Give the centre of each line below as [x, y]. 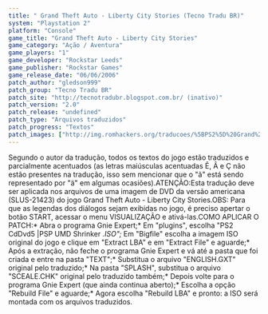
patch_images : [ [35, 134]
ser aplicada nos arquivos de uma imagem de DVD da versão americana [127, 191]
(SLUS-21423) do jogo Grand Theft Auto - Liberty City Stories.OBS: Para [127, 200]
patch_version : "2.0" [44, 105]
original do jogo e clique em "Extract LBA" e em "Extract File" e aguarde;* [129, 242]
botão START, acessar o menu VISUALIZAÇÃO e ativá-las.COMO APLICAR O [134, 217]
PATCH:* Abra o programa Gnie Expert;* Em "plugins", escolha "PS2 [121, 225]
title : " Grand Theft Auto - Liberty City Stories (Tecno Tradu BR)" [126, 16]
